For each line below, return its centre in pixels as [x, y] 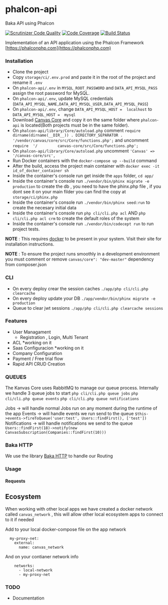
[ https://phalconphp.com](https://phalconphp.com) [58, 48]
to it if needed [20, 519]
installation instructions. [30, 244]
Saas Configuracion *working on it [48, 348]
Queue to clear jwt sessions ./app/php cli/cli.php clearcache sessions [88, 308]
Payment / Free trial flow [38, 358]
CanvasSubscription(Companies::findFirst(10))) [56, 433]
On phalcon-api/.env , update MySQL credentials [63, 98]
